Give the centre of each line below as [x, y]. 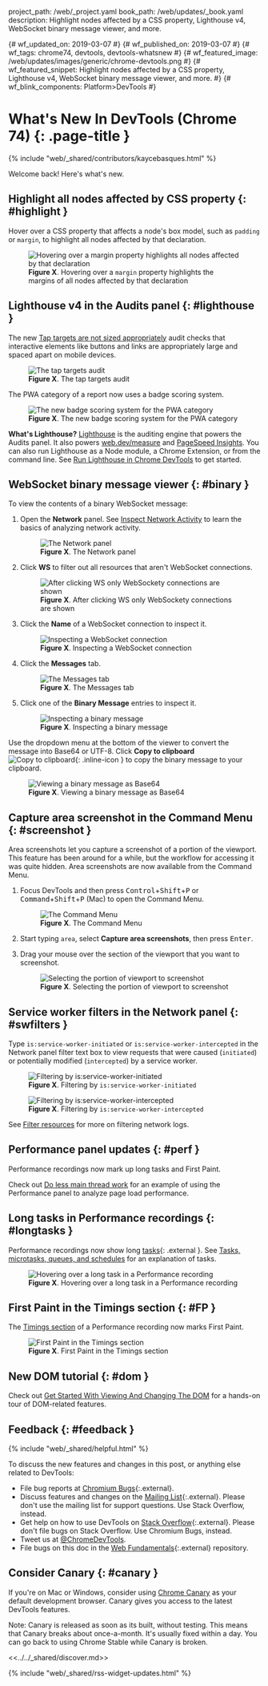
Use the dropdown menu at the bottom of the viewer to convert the [119, 743]
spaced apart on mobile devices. [62, 354]
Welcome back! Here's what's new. [66, 174]
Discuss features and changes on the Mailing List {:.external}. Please [132, 1497]
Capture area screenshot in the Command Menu [131, 817]
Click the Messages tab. [60, 664]
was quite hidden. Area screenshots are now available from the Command [130, 867]
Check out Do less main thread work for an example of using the [114, 1184]
